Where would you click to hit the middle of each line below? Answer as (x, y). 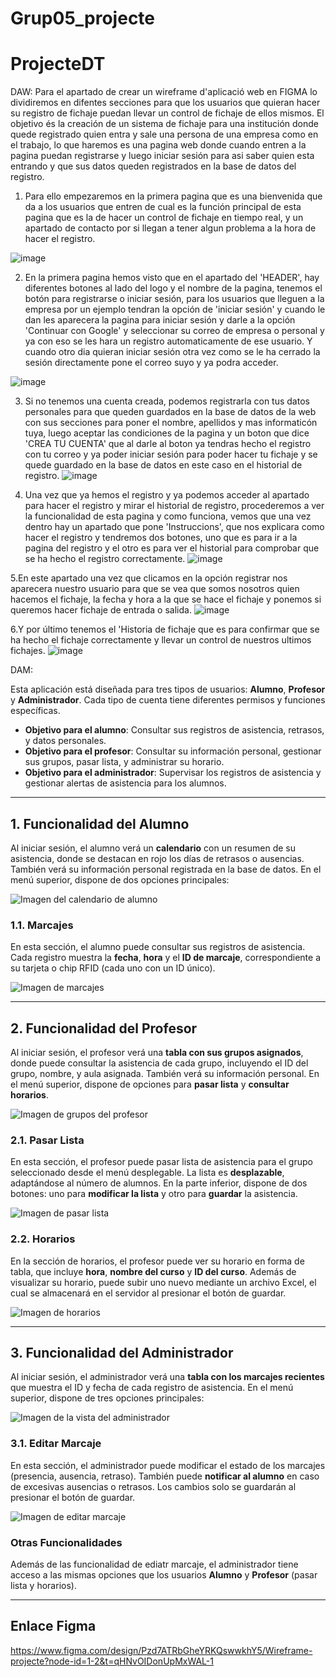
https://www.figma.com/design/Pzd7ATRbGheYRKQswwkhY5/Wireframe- (161, 1650)
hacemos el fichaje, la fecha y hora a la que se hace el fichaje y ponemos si (166, 599)
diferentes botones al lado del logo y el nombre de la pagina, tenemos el (173, 288)
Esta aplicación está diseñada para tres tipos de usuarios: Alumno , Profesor (168, 689)
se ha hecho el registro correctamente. (105, 559)
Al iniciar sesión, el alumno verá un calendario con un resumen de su (153, 848)
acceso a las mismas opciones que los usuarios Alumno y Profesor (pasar (164, 1575)
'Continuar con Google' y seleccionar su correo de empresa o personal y (174, 331)
